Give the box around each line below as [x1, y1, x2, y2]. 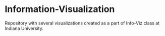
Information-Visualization [5, 3, 115, 15]
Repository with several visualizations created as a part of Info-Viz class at [5, 20, 160, 26]
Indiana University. [5, 25, 43, 31]
